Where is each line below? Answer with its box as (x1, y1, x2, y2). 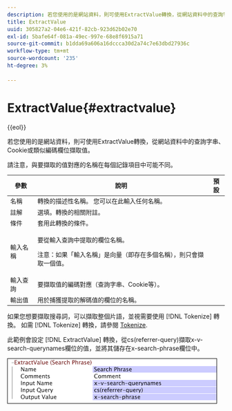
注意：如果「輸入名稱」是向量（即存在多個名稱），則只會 (37, 251, 198, 259)
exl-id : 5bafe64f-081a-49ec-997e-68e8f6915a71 (7, 33, 144, 40)
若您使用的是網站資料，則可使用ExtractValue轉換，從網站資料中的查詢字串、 (7, 137, 225, 145)
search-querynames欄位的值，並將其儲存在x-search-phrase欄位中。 (7, 344, 204, 352)
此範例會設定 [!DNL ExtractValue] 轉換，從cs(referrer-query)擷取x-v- (7, 336, 204, 344)
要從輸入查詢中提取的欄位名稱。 (37, 236, 129, 245)
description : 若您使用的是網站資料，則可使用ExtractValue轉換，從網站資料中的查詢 (7, 11, 224, 18)
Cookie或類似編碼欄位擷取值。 (7, 146, 95, 154)
